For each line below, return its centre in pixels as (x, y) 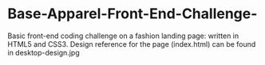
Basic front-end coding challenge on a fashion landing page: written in (123, 36)
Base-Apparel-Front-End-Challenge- (132, 14)
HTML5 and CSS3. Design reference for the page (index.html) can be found (132, 44)
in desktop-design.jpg (44, 52)
